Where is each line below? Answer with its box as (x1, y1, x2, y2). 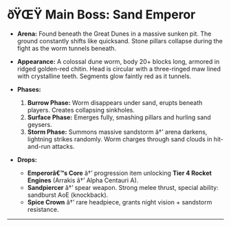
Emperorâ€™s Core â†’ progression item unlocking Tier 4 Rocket (27, 169, 212, 177)
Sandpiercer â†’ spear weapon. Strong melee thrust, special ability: (27, 183, 219, 191)
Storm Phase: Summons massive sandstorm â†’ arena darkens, (27, 128, 208, 136)
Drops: (16, 155, 38, 164)
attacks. (52, 142, 75, 150)
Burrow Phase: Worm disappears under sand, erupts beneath (27, 98, 203, 106)
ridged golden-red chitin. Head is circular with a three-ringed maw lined (16, 64, 221, 73)
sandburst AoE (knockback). (27, 191, 109, 199)
